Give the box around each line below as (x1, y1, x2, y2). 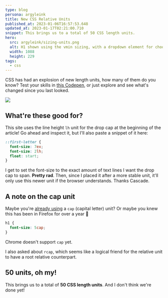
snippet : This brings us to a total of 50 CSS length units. (5, 30, 135, 35)
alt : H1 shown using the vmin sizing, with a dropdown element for (9, 44, 153, 49)
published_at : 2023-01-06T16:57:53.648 (5, 21, 88, 26)
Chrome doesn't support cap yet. (5, 238, 72, 245)
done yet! (5, 287, 25, 293)
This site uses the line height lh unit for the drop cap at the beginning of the (5, 124, 161, 130)
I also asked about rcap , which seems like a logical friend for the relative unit (5, 248, 162, 254)
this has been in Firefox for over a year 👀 (5, 211, 89, 217)
